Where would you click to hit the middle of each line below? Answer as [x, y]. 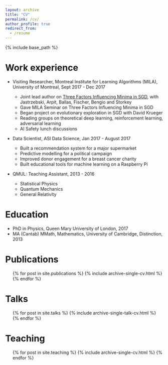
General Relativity [38, 194]
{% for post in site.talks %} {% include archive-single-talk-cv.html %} [84, 313]
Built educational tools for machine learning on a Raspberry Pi [84, 164]
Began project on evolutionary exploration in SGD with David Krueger [91, 112]
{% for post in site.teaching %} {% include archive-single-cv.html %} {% [88, 352]
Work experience [42, 68]
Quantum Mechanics [41, 189]
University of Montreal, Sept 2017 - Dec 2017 [59, 87]
